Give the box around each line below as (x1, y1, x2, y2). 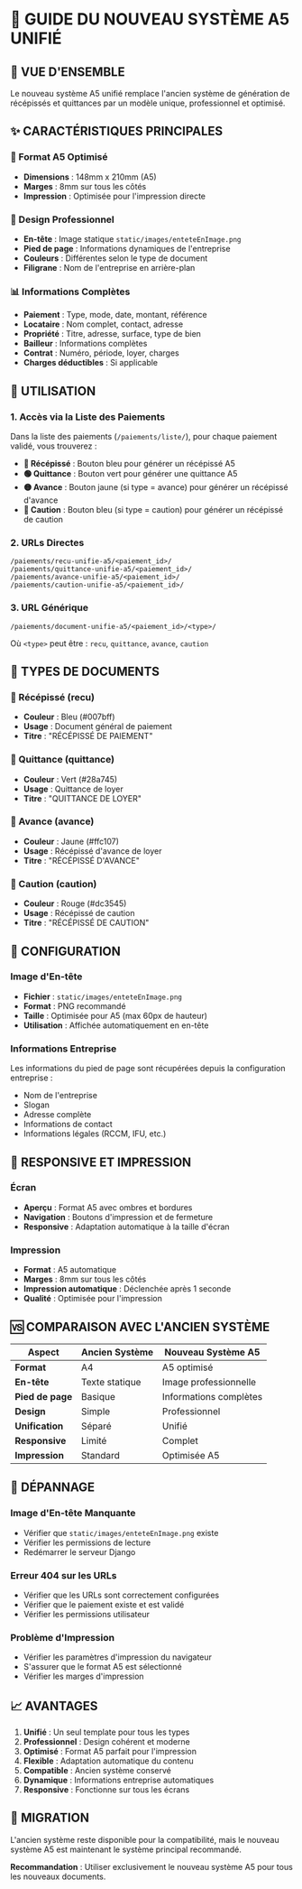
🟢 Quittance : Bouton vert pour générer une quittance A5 (23, 468, 238, 478)
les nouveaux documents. (10, 1871, 106, 1882)
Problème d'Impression (10, 1631, 115, 1644)
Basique (80, 1390, 116, 1403)
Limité (80, 1434, 107, 1447)
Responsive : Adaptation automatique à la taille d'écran (23, 1221, 230, 1232)
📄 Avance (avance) (10, 815, 95, 828)
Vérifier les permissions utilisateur (23, 1608, 151, 1619)
